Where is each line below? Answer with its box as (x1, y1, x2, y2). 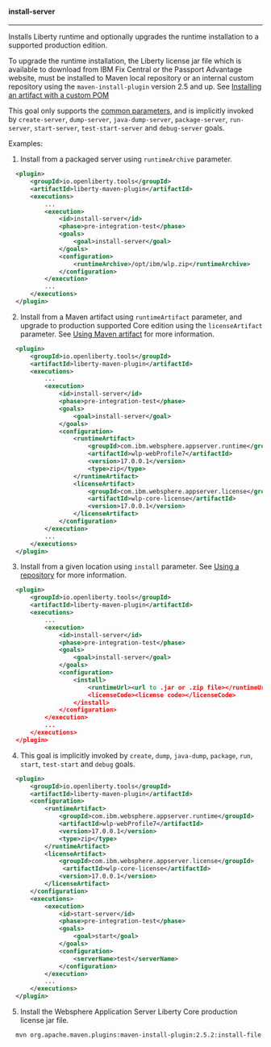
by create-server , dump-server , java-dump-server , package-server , (8, 115, 228, 124)
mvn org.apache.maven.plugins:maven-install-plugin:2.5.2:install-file (15, 1031, 262, 1040)
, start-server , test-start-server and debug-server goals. (29, 123, 225, 133)
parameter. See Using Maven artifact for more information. (19, 329, 215, 339)
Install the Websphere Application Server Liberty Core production (19, 1007, 238, 1016)
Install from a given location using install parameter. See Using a (19, 561, 240, 572)
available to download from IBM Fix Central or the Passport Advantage (8, 65, 243, 74)
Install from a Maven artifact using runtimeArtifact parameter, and (19, 311, 242, 322)
